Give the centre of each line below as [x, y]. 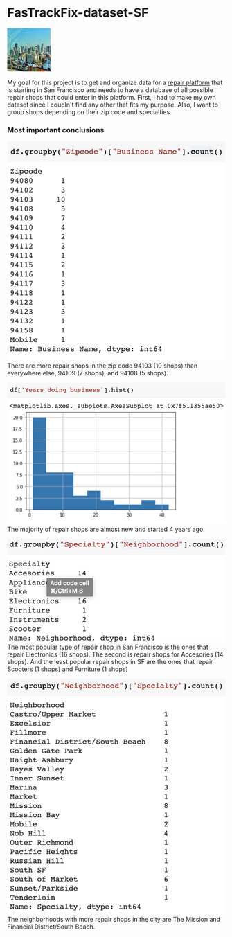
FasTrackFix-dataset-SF [78, 13]
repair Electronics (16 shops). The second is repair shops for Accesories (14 [115, 654]
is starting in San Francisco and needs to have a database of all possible [110, 90]
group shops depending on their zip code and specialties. [89, 111]
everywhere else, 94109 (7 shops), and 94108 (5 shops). [88, 373]
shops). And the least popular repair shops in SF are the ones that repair [110, 661]
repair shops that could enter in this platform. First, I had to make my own [111, 97]
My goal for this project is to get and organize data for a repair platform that [115, 82]
